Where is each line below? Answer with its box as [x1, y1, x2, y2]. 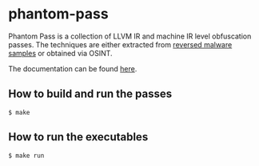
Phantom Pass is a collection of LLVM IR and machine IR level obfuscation [8, 31, 252, 41]
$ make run [8, 152, 45, 160]
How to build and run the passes [8, 87, 173, 101]
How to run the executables [8, 130, 149, 144]
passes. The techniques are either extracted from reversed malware [8, 39, 233, 49]
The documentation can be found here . [8, 63, 137, 73]
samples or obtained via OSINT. [8, 48, 114, 58]
